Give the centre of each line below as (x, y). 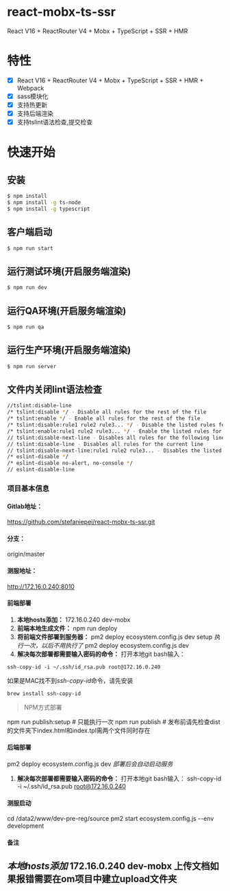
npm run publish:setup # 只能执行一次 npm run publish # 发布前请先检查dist (114, 721)
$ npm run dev (27, 288)
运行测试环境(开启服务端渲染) (69, 271)
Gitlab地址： (25, 506)
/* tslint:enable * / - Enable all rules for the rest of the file (104, 419)
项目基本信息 (28, 488)
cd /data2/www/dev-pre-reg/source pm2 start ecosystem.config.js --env (111, 819)
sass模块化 (33, 96)
